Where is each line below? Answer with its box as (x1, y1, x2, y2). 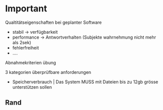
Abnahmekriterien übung (5, 59, 56, 65)
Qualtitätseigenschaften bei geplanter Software (5, 19, 102, 25)
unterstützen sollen (12, 84, 52, 90)
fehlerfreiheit (12, 45, 39, 51)
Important (5, 3, 47, 14)
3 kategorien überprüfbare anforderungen (5, 69, 91, 75)
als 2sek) (12, 39, 31, 45)
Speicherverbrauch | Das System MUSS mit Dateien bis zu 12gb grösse (12, 79, 159, 85)
